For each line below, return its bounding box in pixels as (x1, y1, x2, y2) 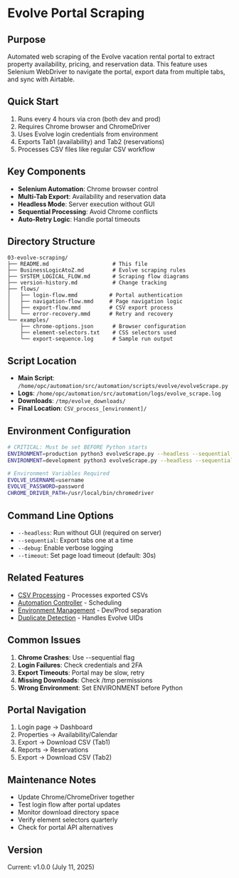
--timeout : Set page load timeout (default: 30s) (17, 551, 156, 559)
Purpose (7, 34, 46, 46)
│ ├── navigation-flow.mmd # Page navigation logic (7, 298, 183, 305)
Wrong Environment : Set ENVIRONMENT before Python (17, 683, 183, 692)
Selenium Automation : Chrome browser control (17, 184, 159, 193)
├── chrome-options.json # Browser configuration (20, 323, 186, 330)
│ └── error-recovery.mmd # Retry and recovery (7, 310, 174, 318)
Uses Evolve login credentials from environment (17, 130, 159, 138)
